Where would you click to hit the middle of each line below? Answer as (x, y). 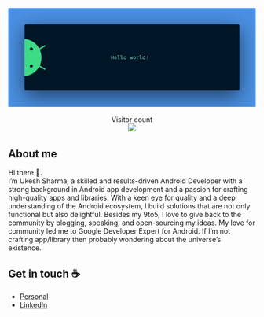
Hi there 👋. (26, 173)
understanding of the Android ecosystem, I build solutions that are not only (129, 206)
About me (33, 154)
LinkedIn (33, 304)
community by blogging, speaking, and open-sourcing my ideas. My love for (132, 223)
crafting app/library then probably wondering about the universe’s (115, 240)
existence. (25, 248)
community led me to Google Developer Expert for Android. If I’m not (119, 231)
